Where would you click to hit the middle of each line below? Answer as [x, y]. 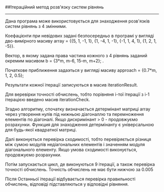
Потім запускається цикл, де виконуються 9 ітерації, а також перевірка [80, 164]
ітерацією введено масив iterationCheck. [48, 99]
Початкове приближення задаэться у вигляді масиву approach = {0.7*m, [81, 70]
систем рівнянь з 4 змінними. [36, 26]
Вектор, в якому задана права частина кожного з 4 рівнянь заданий [76, 55]
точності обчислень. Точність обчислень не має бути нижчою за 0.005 [79, 170]
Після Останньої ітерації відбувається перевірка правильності [70, 179]
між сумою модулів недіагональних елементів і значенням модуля [75, 144]
